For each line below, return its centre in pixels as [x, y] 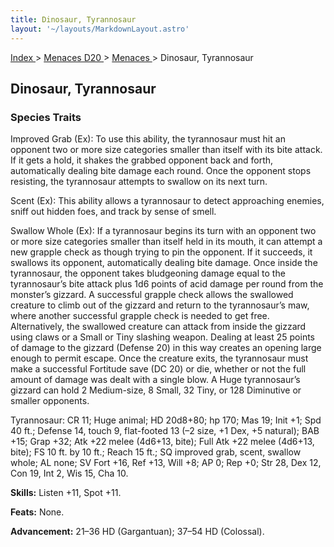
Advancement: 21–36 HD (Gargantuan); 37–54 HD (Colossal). [137, 532]
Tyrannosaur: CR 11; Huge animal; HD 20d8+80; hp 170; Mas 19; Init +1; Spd [166, 420]
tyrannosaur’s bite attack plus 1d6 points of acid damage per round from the [167, 284]
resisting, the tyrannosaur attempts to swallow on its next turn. [139, 182]
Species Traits [46, 117]
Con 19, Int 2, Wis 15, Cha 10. [69, 473]
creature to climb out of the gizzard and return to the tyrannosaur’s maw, [160, 305]
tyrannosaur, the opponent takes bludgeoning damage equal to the [148, 273]
